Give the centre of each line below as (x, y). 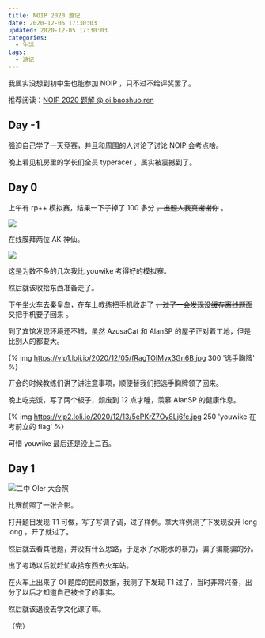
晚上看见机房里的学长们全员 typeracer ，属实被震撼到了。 (102, 162)
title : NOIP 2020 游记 (44, 15)
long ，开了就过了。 (41, 532)
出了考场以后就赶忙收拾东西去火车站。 (70, 565)
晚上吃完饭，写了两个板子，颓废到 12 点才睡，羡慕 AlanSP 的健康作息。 (125, 399)
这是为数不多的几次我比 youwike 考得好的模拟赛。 (90, 270)
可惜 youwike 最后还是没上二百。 (62, 443)
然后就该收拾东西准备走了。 (53, 287)
